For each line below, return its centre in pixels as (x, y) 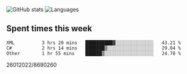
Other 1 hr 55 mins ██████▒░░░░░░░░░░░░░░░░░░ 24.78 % (94, 53)
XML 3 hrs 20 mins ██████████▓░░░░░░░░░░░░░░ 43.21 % (94, 43)
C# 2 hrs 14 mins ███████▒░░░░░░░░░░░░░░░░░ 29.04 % (94, 48)
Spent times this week (49, 28)
